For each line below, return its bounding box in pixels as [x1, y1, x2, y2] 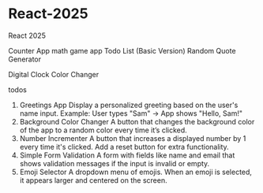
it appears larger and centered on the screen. [19, 175, 167, 185]
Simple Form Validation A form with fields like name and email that [19, 150, 235, 160]
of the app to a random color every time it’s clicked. [19, 125, 187, 135]
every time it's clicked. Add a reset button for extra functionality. [19, 142, 229, 151]
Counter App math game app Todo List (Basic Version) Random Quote [8, 46, 236, 55]
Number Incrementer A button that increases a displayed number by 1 [19, 133, 246, 143]
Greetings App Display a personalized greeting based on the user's [19, 100, 239, 109]
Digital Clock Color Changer [8, 69, 100, 79]
